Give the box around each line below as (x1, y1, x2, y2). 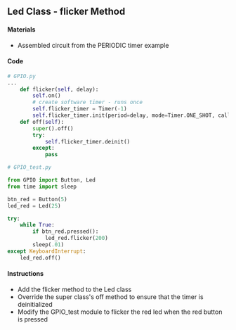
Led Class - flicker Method (7, 6, 126, 18)
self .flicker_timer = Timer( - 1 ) (32, 106, 128, 113)
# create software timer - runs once (32, 99, 143, 106)
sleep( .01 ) (32, 241, 65, 248)
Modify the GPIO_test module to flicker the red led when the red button (17, 307, 223, 316)
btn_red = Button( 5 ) (7, 196, 68, 203)
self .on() (32, 92, 61, 99)
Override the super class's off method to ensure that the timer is (17, 292, 204, 301)
